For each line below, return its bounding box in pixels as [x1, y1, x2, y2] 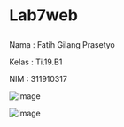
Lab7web [9, 5, 78, 26]
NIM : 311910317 [9, 74, 68, 85]
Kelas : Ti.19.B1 [9, 56, 63, 67]
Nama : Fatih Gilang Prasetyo [9, 40, 115, 50]
